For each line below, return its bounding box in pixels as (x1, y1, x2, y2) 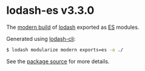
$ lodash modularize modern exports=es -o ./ (6, 46, 123, 53)
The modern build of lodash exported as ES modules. (6, 23, 140, 31)
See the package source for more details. (6, 58, 110, 65)
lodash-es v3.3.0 (6, 4, 95, 17)
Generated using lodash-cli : (6, 35, 76, 42)
